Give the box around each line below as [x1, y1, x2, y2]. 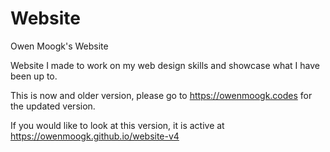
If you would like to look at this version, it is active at [10, 119, 225, 131]
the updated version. [10, 100, 96, 112]
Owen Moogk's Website [10, 40, 109, 52]
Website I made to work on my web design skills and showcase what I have [10, 59, 320, 71]
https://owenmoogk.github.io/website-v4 [10, 130, 180, 142]
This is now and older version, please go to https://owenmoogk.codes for [10, 89, 313, 101]
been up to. [10, 70, 58, 82]
